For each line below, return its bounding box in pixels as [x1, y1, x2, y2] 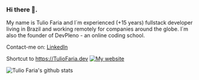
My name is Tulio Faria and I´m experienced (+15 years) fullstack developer [6, 19, 193, 26]
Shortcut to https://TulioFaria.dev [6, 55, 89, 63]
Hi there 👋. [6, 5, 38, 14]
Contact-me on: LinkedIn [6, 43, 68, 51]
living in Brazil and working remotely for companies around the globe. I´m [6, 25, 189, 32]
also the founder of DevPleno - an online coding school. [6, 32, 145, 39]
